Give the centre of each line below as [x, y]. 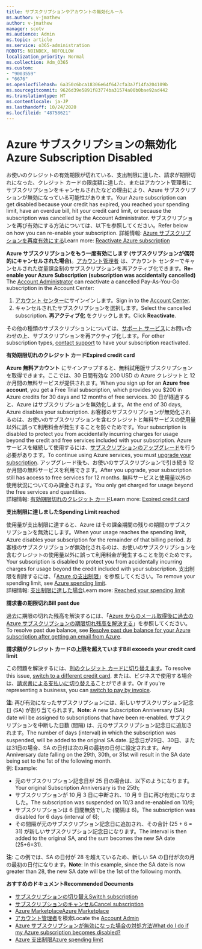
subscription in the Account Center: [50, 288]
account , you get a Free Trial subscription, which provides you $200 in [94, 390]
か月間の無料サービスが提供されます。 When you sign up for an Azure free [98, 383]
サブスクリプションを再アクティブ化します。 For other [99, 336]
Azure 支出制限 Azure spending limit [59, 940]
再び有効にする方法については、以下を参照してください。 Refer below [102, 225]
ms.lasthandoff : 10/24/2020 [41, 107]
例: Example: [22, 768]
